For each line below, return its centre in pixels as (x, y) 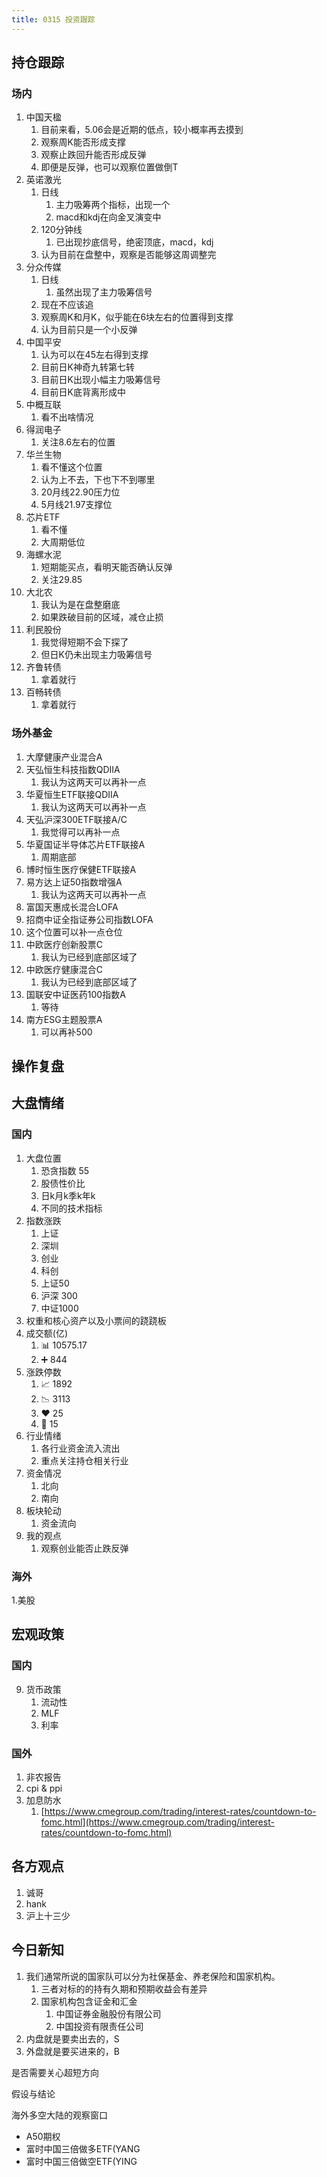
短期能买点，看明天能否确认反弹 (106, 567)
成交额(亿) (47, 1333)
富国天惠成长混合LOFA (72, 907)
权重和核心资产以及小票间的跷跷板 (96, 1320)
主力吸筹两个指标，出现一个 (113, 205)
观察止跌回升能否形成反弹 (93, 155)
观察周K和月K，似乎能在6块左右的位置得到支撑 (137, 317)
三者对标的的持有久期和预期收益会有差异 (124, 1988)
